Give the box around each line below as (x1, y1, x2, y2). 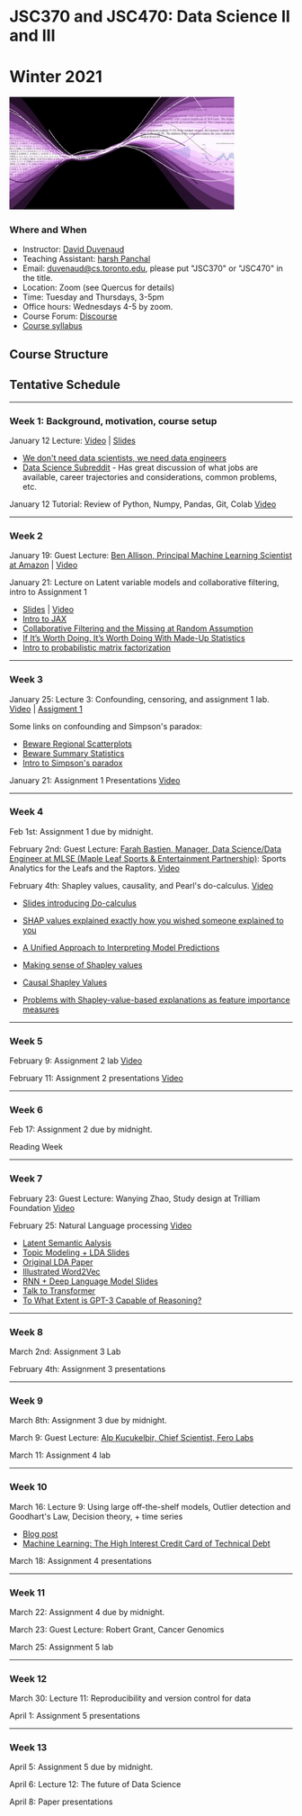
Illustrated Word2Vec (22, 1266, 101, 1277)
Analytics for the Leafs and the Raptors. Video (9, 863, 180, 873)
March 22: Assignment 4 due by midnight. (9, 1606, 165, 1617)
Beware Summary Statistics (22, 747, 125, 758)
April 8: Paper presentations (9, 1796, 113, 1807)
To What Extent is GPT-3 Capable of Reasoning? (22, 1295, 202, 1306)
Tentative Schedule (9, 377, 121, 393)
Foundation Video (9, 1202, 75, 1213)
